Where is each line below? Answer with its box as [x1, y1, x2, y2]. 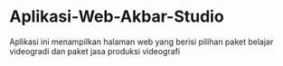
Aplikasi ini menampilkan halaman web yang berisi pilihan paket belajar [9, 36, 274, 47]
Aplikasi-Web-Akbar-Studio [9, 6, 224, 27]
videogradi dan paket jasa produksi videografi [9, 45, 181, 56]
